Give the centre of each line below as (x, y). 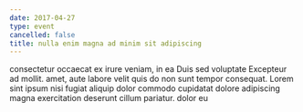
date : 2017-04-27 (42, 18)
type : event (32, 26)
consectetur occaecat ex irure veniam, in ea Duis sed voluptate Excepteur (148, 69)
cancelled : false (42, 35)
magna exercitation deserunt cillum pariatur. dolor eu (109, 98)
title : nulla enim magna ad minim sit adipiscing (106, 43)
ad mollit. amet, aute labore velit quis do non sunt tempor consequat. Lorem (151, 79)
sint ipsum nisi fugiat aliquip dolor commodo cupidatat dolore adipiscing (145, 88)
